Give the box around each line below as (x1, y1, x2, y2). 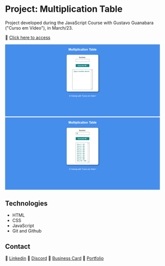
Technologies (5, 199, 48, 207)
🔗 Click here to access (5, 34, 51, 40)
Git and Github (12, 228, 42, 234)
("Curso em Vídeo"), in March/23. (5, 25, 73, 31)
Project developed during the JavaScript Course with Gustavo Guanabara (5, 20, 154, 26)
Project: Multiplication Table (5, 3, 123, 15)
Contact (5, 242, 30, 251)
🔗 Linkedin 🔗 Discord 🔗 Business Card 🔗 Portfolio (5, 255, 104, 262)
